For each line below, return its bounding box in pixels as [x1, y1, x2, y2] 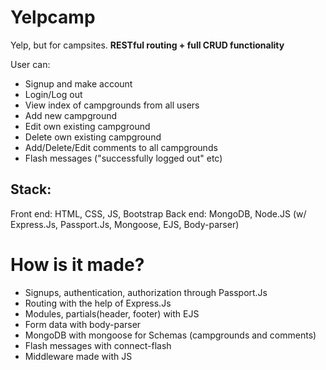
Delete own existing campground [24, 131, 162, 143]
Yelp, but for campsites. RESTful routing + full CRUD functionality [10, 39, 285, 51]
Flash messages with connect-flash [24, 339, 172, 351]
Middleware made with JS [24, 350, 133, 362]
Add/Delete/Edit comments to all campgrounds [24, 141, 218, 153]
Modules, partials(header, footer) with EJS [24, 307, 200, 320]
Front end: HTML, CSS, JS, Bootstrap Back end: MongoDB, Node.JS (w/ [10, 207, 307, 220]
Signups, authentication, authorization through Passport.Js [24, 286, 268, 298]
